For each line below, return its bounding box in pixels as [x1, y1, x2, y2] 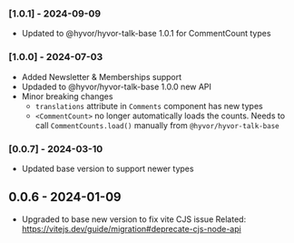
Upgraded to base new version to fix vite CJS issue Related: [21, 213, 247, 225]
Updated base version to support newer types [21, 163, 194, 174]
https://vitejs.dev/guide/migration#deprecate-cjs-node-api [21, 223, 241, 234]
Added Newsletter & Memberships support [21, 71, 182, 82]
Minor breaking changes [21, 90, 113, 102]
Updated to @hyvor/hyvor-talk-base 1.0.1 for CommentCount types [21, 28, 271, 39]
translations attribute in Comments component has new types [34, 100, 264, 111]
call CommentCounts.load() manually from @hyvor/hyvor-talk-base [34, 119, 279, 130]
